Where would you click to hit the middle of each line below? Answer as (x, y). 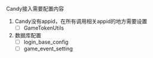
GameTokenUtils (44, 28)
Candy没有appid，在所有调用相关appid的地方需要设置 (81, 21)
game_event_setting (48, 49)
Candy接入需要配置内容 (35, 9)
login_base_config (46, 42)
